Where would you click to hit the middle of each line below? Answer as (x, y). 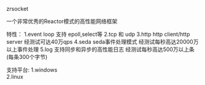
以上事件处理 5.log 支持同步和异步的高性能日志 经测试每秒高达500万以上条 (101, 49)
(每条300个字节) (27, 57)
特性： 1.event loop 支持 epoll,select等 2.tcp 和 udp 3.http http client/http (98, 34)
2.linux (15, 76)
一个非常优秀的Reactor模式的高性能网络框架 (62, 21)
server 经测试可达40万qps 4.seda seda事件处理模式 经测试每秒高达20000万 (102, 42)
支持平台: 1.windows (32, 70)
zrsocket (17, 9)
